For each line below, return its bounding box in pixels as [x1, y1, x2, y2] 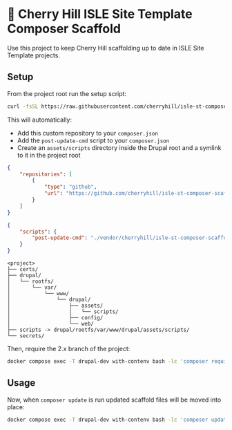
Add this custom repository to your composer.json [17, 129, 159, 137]
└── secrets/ [7, 333, 45, 339]
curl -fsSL [7, 103, 39, 110]
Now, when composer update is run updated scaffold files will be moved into [7, 395, 222, 404]
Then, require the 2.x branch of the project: [7, 345, 130, 353]
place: [7, 402, 26, 411]
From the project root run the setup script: [7, 89, 126, 97]
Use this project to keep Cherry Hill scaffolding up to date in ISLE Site [7, 44, 204, 52]
